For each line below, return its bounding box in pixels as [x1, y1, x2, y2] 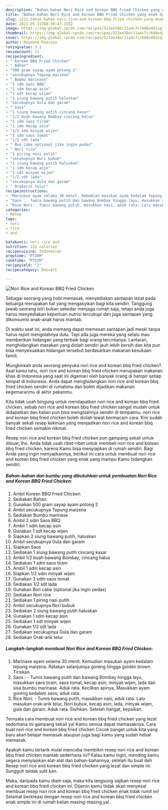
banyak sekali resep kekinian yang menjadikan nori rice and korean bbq [5, 419, 153, 425]
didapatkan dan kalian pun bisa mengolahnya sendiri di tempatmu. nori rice [5, 409, 160, 415]
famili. [5, 352, 18, 358]
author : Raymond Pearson [5, 40, 57, 45]
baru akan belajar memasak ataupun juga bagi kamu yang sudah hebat [5, 731, 152, 737]
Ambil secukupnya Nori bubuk [12, 602, 75, 608]
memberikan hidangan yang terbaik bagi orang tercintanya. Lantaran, [5, 336, 148, 342]
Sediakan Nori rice [12, 591, 51, 597]
